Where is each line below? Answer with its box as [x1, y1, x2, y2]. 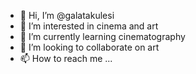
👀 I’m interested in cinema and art [19, 20, 159, 32]
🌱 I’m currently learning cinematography [19, 31, 186, 42]
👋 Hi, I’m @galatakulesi [19, 10, 115, 21]
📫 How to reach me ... [19, 53, 113, 64]
